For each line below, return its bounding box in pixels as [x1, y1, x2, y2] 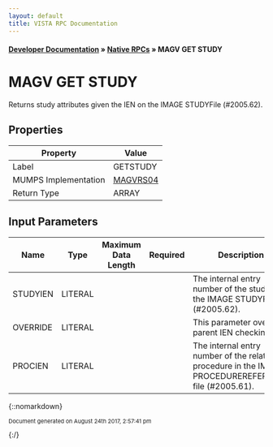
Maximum [101, 239, 141, 250]
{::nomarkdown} [8, 401, 63, 410]
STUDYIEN [12, 288, 54, 299]
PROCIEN [12, 360, 49, 372]
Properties [8, 123, 63, 137]
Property [41, 147, 77, 158]
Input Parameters [8, 215, 98, 229]
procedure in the [192, 360, 256, 372]
